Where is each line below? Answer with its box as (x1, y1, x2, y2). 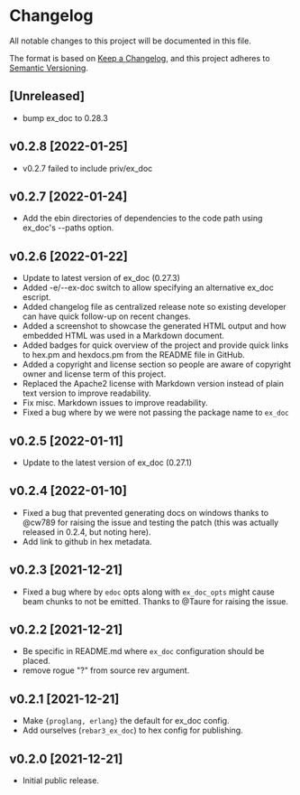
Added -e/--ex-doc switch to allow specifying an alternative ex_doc (22, 282, 275, 294)
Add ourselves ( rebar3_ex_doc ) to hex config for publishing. (22, 725, 243, 736)
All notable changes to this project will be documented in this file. (9, 35, 252, 46)
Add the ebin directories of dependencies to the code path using (22, 213, 263, 224)
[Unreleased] (9, 89, 86, 104)
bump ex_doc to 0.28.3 (22, 112, 108, 123)
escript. (22, 292, 51, 303)
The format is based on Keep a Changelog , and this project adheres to (9, 52, 270, 63)
